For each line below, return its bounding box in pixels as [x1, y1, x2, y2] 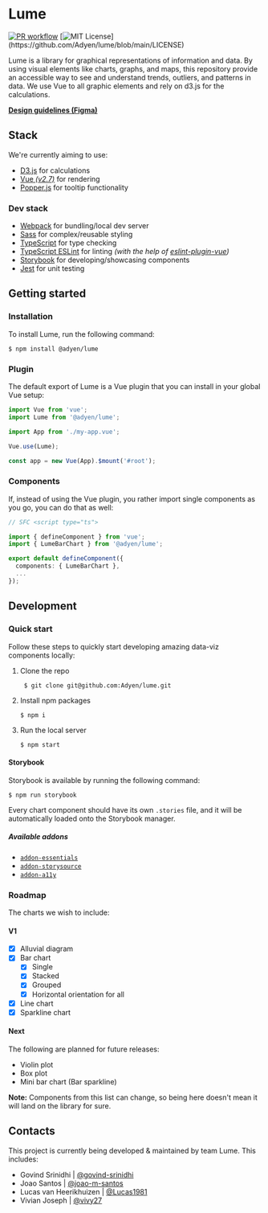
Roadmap [8, 889, 47, 900]
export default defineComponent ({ [8, 555, 124, 563]
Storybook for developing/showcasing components [19, 255, 190, 265]
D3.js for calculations [19, 166, 91, 175]
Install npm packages [19, 695, 91, 705]
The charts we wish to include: [8, 908, 110, 917]
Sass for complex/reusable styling [19, 230, 133, 240]
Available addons [8, 832, 68, 842]
